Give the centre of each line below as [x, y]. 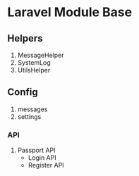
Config [23, 92]
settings [29, 116]
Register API [46, 165]
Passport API [36, 150]
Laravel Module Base [70, 12]
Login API [42, 158]
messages [32, 109]
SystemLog [34, 63]
